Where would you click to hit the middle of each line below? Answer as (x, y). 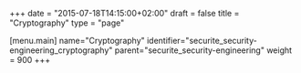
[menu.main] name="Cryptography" (78, 41)
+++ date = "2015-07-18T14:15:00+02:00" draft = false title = (125, 13)
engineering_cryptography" (61, 50)
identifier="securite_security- (202, 41)
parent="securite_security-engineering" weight (203, 50)
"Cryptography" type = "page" (67, 23)
